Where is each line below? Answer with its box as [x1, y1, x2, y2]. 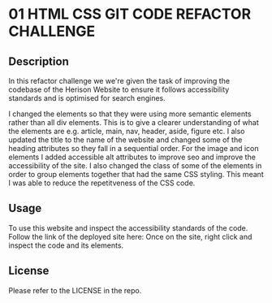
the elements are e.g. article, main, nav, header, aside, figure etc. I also [8, 127, 245, 136]
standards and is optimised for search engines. [8, 93, 166, 102]
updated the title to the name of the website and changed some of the [8, 135, 243, 145]
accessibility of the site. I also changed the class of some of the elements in [8, 161, 262, 171]
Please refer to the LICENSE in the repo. [8, 285, 142, 295]
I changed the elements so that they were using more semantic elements [8, 109, 252, 119]
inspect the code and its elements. [8, 240, 124, 250]
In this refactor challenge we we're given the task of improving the [8, 76, 230, 85]
